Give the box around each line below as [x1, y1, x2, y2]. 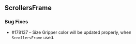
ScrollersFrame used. [11, 34, 55, 40]
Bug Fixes [4, 18, 29, 25]
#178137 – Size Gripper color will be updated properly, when [11, 29, 132, 35]
